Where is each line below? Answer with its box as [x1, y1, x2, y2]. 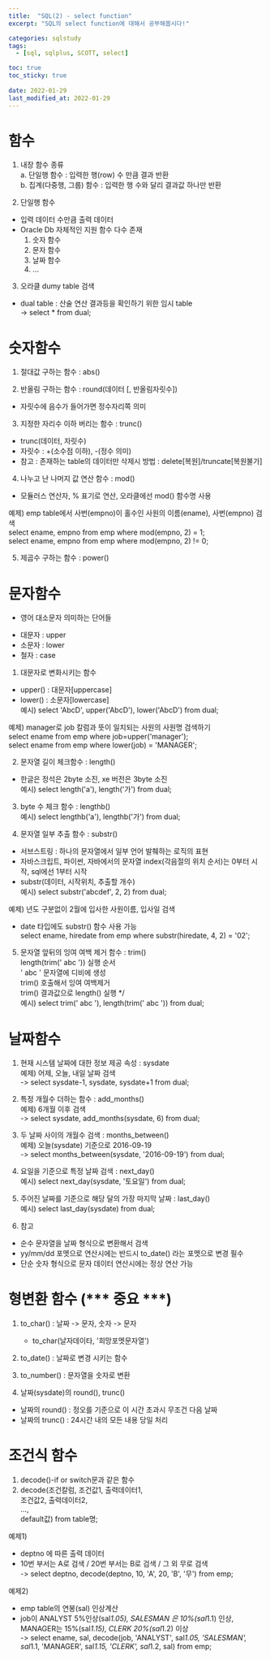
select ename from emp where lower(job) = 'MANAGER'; [8, 740, 197, 750]
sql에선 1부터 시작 [31, 867, 88, 877]
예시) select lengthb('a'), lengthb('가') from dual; [19, 812, 181, 821]
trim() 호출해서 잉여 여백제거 [19, 978, 111, 988]
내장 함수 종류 [19, 160, 64, 170]
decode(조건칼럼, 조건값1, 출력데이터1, [19, 1485, 144, 1495]
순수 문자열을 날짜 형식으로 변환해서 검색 [19, 1238, 148, 1248]
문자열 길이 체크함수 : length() [19, 757, 116, 767]
